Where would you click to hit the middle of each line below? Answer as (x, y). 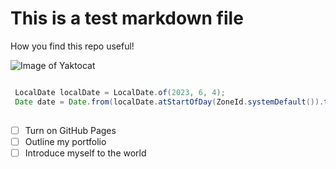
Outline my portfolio (65, 141)
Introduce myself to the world (85, 153)
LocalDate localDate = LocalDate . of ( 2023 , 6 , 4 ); (120, 92)
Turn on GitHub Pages (70, 130)
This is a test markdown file (127, 18)
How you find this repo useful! (72, 46)
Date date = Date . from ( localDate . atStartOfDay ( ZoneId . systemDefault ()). (169, 102)
